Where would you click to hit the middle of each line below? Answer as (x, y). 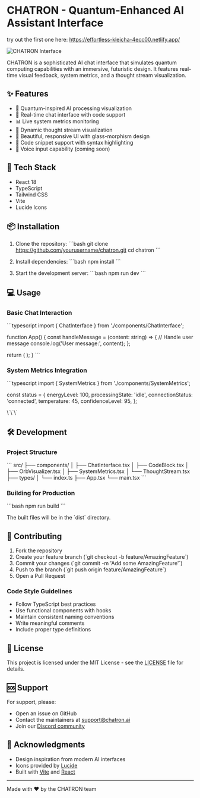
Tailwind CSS (31, 195)
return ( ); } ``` (23, 355)
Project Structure (32, 452)
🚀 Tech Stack (31, 168)
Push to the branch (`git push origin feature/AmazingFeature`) (91, 569)
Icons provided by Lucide (46, 765)
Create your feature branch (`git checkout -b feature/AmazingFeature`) (102, 557)
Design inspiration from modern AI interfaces (70, 759)
